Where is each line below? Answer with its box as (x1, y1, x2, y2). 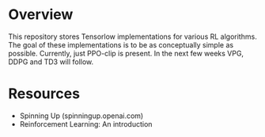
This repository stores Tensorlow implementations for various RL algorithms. (8, 32, 257, 41)
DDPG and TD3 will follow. (8, 57, 94, 67)
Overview (8, 6, 74, 24)
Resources (8, 85, 81, 103)
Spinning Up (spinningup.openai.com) (19, 111, 144, 120)
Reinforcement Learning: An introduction (19, 119, 153, 128)
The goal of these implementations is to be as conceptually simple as (8, 40, 234, 49)
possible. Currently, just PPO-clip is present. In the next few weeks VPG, (8, 48, 244, 58)
